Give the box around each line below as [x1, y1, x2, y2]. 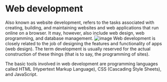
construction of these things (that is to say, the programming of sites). [5, 51, 150, 57]
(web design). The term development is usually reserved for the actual [5, 46, 150, 52]
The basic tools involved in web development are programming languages [5, 61, 158, 67]
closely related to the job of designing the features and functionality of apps [5, 40, 162, 46]
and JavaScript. [5, 71, 38, 77]
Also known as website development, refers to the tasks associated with [5, 19, 154, 25]
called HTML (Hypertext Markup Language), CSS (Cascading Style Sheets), [5, 66, 161, 72]
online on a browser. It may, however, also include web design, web [5, 30, 144, 36]
